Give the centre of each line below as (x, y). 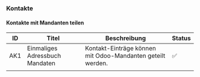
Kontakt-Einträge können (121, 48)
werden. (97, 63)
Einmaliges (42, 48)
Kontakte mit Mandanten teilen (45, 23)
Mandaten (41, 63)
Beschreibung (126, 38)
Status (181, 38)
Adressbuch (44, 56)
